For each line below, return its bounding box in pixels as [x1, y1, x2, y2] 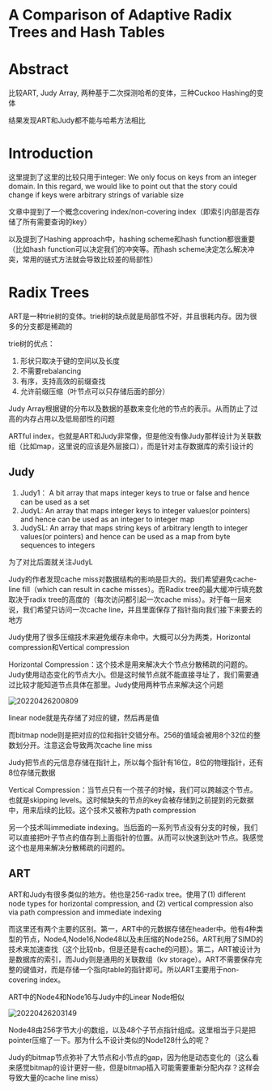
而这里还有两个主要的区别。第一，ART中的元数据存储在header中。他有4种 [8, 923, 257, 933]
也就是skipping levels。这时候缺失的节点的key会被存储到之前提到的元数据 [8, 794, 254, 805]
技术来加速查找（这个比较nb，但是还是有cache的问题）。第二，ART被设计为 [8, 944, 261, 954]
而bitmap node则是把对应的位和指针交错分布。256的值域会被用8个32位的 [8, 729, 253, 740]
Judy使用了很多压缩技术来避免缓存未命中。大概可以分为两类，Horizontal [8, 632, 251, 642]
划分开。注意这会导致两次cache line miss [15, 740, 152, 750]
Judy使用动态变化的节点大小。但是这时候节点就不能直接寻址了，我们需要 [8, 669, 253, 679]
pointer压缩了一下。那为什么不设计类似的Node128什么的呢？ [8, 1035, 210, 1045]
